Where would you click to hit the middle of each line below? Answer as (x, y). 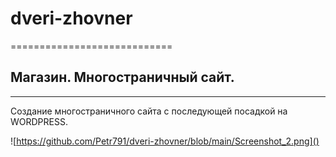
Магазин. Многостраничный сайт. (122, 77)
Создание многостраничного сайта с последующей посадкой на (149, 111)
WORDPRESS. (39, 121)
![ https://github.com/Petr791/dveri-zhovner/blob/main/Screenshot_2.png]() (165, 141)
